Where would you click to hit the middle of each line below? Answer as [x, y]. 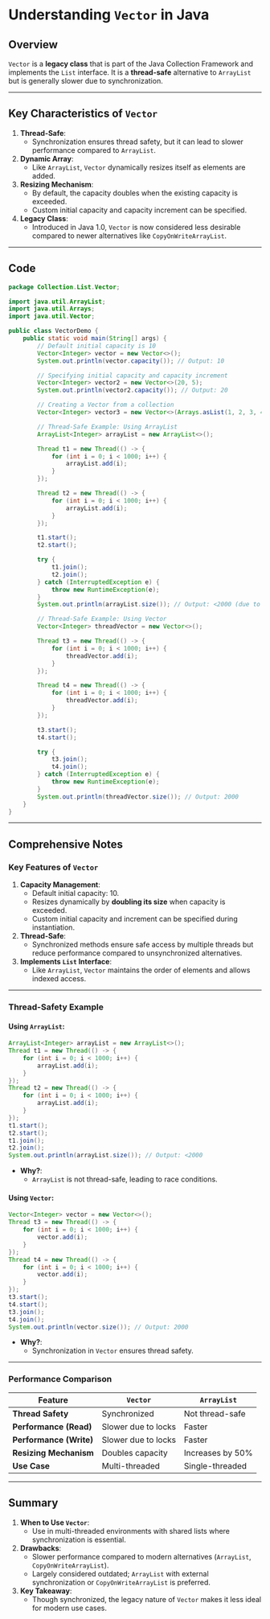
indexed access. [59, 979]
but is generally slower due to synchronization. [86, 81]
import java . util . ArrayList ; [57, 302]
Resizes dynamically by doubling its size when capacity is [129, 902]
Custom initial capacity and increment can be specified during [135, 919]
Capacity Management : [60, 885]
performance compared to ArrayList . [94, 150]
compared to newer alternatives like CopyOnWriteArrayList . [129, 236]
